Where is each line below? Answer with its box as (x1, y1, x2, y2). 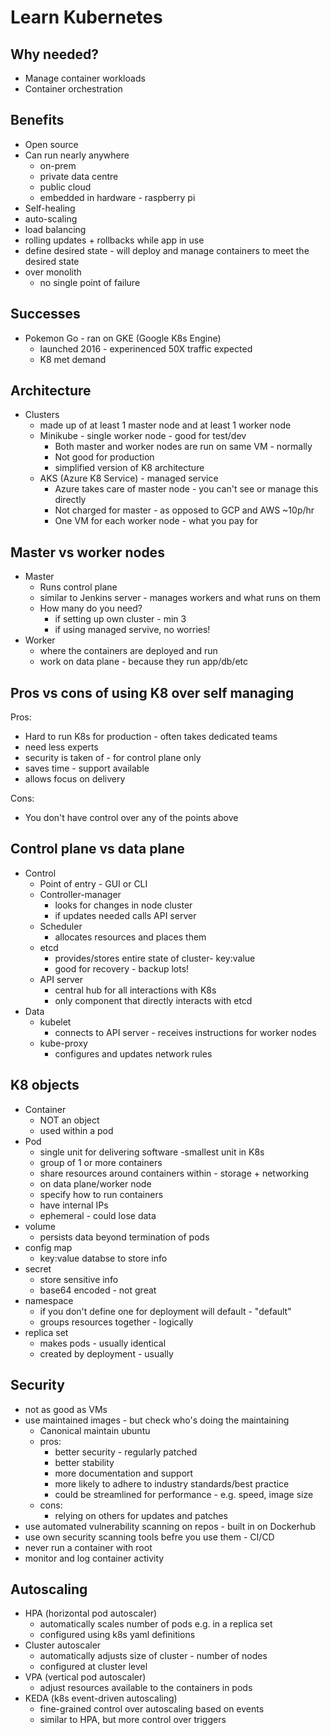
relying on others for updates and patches (54, 1509, 228, 1521)
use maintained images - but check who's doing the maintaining (24, 1414, 290, 1426)
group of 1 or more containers (39, 1156, 163, 1168)
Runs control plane (39, 581, 118, 593)
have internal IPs (39, 1199, 109, 1211)
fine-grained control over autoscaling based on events (39, 1703, 265, 1715)
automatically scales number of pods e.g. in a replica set (39, 1618, 273, 1630)
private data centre (39, 170, 119, 182)
